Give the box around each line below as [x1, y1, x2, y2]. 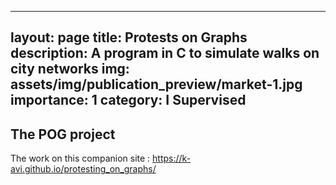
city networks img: [10, 61, 130, 78]
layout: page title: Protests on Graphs [10, 29, 248, 46]
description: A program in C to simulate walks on [10, 45, 320, 62]
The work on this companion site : [10, 152, 151, 165]
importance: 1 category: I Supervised [10, 92, 247, 109]
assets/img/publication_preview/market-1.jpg [10, 76, 303, 93]
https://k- [152, 152, 192, 165]
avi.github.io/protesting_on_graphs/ [10, 163, 157, 175]
